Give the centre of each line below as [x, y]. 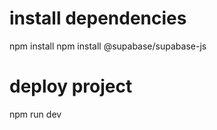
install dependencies [98, 18]
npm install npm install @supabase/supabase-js [108, 46]
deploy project [71, 86]
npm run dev [35, 114]
